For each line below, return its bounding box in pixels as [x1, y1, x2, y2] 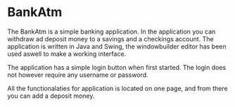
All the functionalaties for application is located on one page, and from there [7, 84, 228, 92]
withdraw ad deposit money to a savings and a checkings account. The [7, 34, 214, 43]
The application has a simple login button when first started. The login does [7, 63, 227, 71]
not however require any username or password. [7, 71, 148, 79]
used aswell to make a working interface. [7, 50, 127, 58]
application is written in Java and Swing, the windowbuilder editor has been [7, 42, 227, 50]
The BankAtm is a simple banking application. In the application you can [7, 27, 216, 36]
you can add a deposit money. [7, 92, 95, 100]
